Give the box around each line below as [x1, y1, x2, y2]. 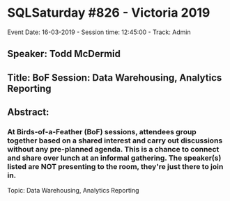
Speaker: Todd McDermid [7, 48, 121, 60]
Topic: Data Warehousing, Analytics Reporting [7, 186, 139, 195]
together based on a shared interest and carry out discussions [7, 136, 223, 145]
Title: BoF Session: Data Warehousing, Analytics [7, 72, 222, 83]
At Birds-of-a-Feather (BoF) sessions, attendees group [7, 127, 197, 137]
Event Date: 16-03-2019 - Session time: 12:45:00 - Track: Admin [7, 28, 191, 36]
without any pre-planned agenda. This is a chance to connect [7, 145, 220, 154]
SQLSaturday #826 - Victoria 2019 [7, 5, 210, 21]
